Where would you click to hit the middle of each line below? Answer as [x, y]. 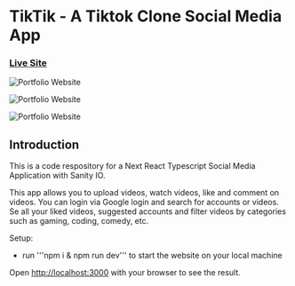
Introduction [44, 144]
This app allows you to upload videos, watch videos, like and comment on [144, 193]
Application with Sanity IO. [57, 176]
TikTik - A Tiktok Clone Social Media [146, 16]
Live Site [28, 63]
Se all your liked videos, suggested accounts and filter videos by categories [148, 211]
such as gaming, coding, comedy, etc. [79, 221]
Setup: [21, 238]
